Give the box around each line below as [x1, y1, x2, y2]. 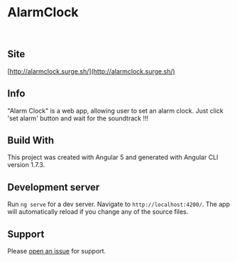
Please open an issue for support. [7, 247, 106, 255]
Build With [7, 134, 55, 146]
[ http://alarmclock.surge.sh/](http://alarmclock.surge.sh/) [7, 67, 175, 75]
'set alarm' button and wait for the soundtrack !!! [7, 114, 149, 123]
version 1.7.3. [7, 161, 45, 169]
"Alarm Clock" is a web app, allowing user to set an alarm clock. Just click [7, 106, 224, 115]
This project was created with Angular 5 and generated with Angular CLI [7, 153, 219, 161]
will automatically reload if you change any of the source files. [7, 207, 189, 216]
